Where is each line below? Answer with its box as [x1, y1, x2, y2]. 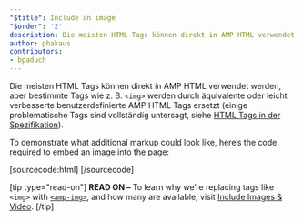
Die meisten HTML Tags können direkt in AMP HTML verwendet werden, [9, 81, 282, 91]
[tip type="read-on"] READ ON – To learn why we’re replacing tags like [9, 182, 275, 192]
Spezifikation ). [9, 119, 64, 130]
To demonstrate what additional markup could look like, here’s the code [9, 137, 278, 147]
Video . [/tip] [9, 201, 55, 212]
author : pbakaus [9, 38, 71, 48]
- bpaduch [9, 55, 47, 65]
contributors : [9, 47, 64, 56]
